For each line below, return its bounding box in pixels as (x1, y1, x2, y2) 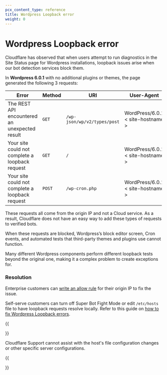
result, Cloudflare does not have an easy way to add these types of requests (5, 215, 162, 222)
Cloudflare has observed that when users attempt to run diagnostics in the (5, 54, 158, 60)
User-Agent (129, 92, 159, 99)
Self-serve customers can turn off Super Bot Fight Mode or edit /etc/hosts (5, 300, 159, 306)
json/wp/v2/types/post (66, 119, 120, 125)
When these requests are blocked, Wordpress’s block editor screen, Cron (5, 230, 156, 237)
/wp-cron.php (66, 186, 97, 191)
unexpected (7, 125, 36, 132)
